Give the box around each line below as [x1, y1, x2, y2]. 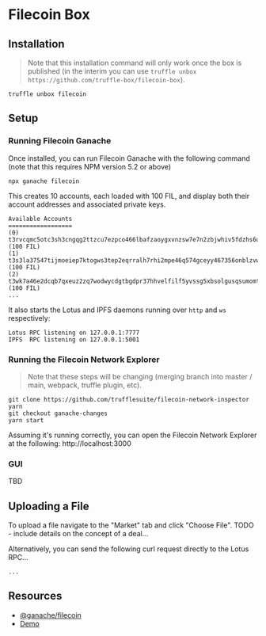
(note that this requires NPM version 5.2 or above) [8, 162, 172, 171]
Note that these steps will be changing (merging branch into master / [27, 371, 253, 381]
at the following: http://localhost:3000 [8, 438, 132, 448]
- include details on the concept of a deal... [8, 529, 149, 539]
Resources [8, 589, 63, 603]
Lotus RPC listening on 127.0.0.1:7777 [8, 329, 140, 337]
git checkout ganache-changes [8, 409, 108, 417]
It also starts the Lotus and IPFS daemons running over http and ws [8, 305, 227, 314]
